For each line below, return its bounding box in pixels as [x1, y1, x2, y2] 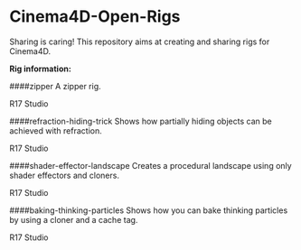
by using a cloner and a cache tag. [9, 214, 138, 225]
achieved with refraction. [9, 125, 102, 136]
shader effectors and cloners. [9, 170, 120, 181]
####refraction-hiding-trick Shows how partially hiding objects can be [9, 116, 273, 126]
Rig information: [9, 63, 72, 74]
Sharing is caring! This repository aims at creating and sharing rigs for [9, 36, 270, 47]
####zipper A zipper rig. [9, 80, 101, 91]
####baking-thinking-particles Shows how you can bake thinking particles [9, 205, 288, 216]
